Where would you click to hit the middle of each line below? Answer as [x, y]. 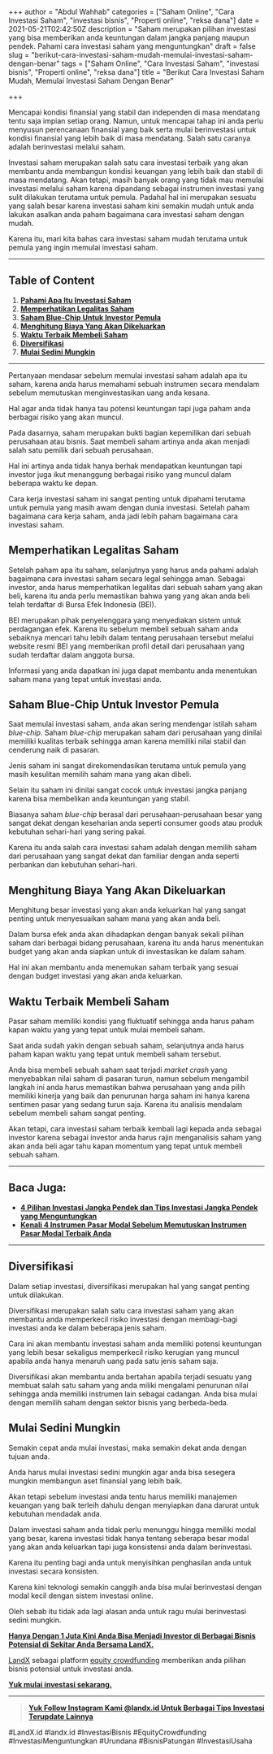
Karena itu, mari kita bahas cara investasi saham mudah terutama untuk [128, 239]
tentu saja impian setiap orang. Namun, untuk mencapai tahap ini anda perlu [136, 121]
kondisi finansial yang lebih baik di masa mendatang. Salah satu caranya [130, 138]
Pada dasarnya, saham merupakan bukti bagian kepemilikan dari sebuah [130, 432]
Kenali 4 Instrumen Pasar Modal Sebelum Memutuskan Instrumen [134, 1224]
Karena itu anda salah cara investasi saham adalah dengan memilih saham [133, 848]
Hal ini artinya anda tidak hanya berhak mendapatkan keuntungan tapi [126, 466]
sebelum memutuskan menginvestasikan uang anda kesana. [109, 393]
